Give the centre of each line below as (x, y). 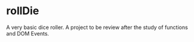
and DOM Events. (28, 33)
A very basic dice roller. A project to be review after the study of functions (97, 27)
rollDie (23, 11)
